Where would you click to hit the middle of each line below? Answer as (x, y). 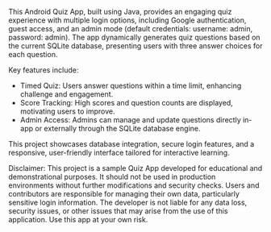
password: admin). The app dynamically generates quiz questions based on (134, 37)
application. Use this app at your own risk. (78, 220)
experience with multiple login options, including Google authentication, (127, 20)
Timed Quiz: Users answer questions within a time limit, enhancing (131, 85)
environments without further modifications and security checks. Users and (134, 185)
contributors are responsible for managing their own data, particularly (124, 194)
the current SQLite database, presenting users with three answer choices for (135, 46)
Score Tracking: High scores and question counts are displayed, (127, 103)
